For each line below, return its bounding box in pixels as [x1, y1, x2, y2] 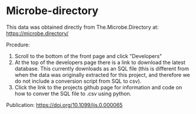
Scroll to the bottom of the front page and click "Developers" [14, 52, 162, 59]
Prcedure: [6, 41, 31, 48]
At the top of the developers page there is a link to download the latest [14, 59, 185, 66]
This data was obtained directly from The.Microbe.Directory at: [6, 24, 159, 31]
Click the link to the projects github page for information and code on [14, 83, 182, 90]
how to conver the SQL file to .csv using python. [14, 90, 132, 97]
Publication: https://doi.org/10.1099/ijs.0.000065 [6, 101, 123, 108]
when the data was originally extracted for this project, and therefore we [14, 71, 190, 78]
